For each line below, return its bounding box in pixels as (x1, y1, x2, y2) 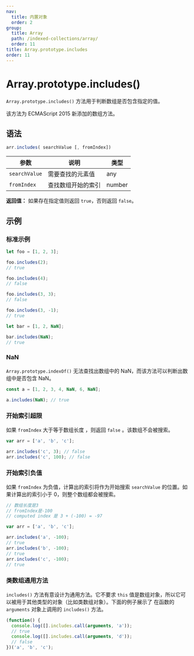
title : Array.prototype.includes (6, 47, 88, 53)
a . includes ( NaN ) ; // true (6, 397, 69, 403)
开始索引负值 (6, 469, 43, 477)
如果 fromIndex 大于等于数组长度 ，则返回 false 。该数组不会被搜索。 (6, 426, 173, 433)
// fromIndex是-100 (6, 508, 53, 514)
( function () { (6, 617, 41, 623)
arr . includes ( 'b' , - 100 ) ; (6, 545, 69, 551)
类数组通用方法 (6, 576, 49, 585)
